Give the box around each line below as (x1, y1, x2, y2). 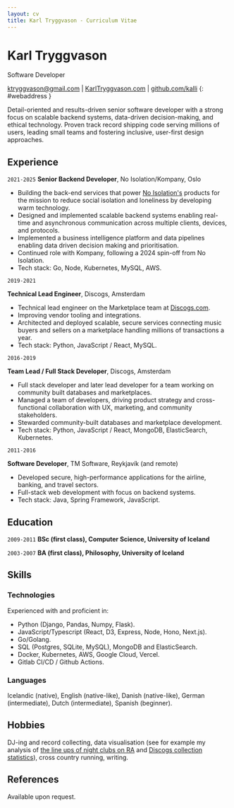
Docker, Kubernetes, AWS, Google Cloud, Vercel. (17, 650, 160, 658)
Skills (7, 569, 32, 581)
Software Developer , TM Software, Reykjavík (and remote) (7, 459, 178, 468)
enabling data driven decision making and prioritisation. (17, 241, 180, 250)
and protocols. (17, 226, 60, 235)
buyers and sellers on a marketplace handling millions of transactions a (17, 326, 224, 334)
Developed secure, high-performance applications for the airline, (17, 473, 207, 481)
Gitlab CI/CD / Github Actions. (17, 657, 104, 666)
